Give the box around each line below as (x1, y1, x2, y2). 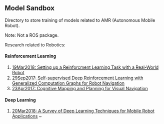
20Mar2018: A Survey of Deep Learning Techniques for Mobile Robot (11, 108, 154, 114)
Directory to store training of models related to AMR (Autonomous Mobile (4, 17, 155, 23)
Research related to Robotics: (4, 42, 65, 48)
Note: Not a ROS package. (4, 32, 59, 38)
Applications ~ (11, 113, 42, 119)
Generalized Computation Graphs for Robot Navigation (11, 80, 125, 86)
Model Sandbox (4, 4, 54, 12)
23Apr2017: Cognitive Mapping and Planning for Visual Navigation (11, 86, 148, 92)
